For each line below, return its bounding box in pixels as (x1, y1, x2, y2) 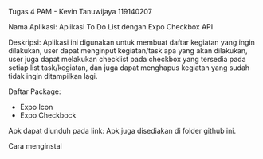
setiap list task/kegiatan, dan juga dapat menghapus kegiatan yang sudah (8, 63, 250, 72)
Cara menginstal (8, 142, 62, 150)
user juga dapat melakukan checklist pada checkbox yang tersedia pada (8, 55, 246, 64)
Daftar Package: (8, 87, 61, 96)
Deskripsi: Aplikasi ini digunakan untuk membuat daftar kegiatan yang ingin (8, 37, 255, 47)
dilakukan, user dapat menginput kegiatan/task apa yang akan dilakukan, (8, 46, 249, 55)
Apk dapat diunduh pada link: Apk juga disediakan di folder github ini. (8, 126, 237, 135)
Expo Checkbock (19, 111, 77, 120)
